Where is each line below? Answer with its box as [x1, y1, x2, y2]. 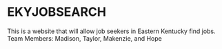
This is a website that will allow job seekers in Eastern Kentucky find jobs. [7, 27, 216, 35]
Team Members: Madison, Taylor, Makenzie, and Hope [7, 34, 162, 42]
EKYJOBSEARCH [7, 4, 107, 20]
